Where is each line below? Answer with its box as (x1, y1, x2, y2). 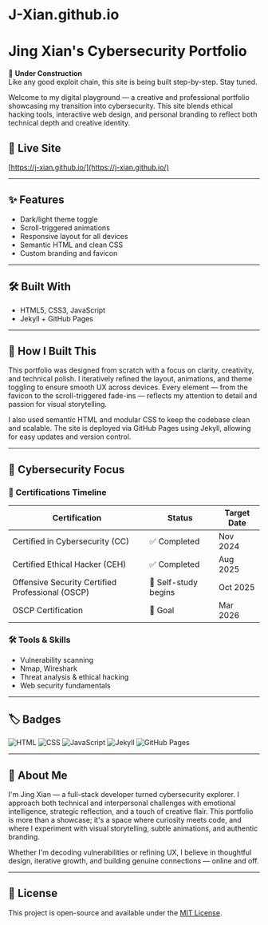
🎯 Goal (149, 605, 175, 616)
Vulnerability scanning (19, 656, 94, 665)
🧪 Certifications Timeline (8, 486, 107, 497)
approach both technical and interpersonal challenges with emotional (8, 798, 236, 807)
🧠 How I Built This (8, 344, 97, 357)
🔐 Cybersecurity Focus (8, 462, 125, 476)
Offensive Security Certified (12, 577, 117, 588)
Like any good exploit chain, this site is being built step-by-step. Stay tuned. (8, 78, 258, 87)
